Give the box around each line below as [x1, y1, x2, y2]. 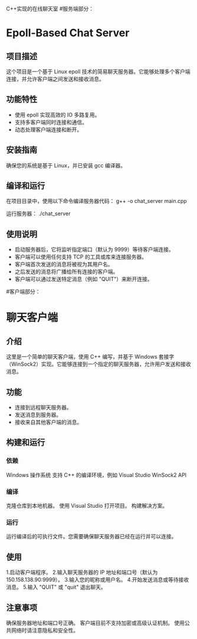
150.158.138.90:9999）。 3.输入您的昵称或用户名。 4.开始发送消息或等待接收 [6, 576, 189, 583]
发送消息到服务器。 [14, 411, 62, 418]
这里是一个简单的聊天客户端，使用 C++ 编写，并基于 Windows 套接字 [6, 353, 175, 360]
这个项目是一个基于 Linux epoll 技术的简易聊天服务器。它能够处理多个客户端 [6, 68, 191, 75]
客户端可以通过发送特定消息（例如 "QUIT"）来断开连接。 [14, 276, 153, 283]
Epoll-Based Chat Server [6, 26, 130, 40]
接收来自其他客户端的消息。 [14, 419, 83, 426]
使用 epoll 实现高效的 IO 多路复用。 [14, 111, 100, 118]
